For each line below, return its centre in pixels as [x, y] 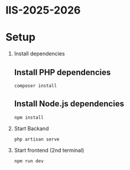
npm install [29, 117]
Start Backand [31, 128]
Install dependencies [40, 54]
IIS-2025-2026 [43, 10]
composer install [35, 86]
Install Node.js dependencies [69, 104]
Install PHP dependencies [62, 72]
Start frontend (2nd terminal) [49, 150]
